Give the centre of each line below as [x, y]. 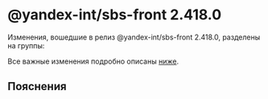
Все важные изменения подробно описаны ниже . [93, 61]
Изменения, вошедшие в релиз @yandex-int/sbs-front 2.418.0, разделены [134, 37]
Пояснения [37, 87]
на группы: [26, 45]
